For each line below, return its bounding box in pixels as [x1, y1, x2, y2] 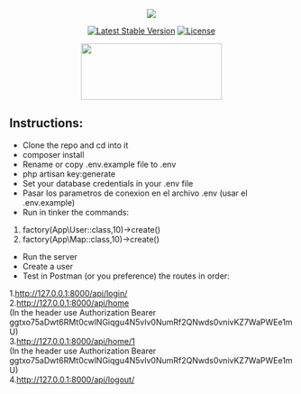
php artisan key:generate [22, 168, 116, 179]
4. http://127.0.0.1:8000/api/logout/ [9, 374, 135, 385]
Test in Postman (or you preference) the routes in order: [22, 270, 230, 281]
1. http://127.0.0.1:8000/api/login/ [9, 288, 128, 298]
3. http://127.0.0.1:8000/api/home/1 [9, 335, 135, 346]
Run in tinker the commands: [22, 206, 129, 217]
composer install [22, 149, 85, 160]
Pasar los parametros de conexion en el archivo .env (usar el [22, 188, 248, 198]
